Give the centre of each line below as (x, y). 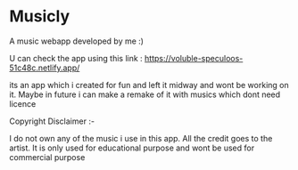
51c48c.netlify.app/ (45, 68)
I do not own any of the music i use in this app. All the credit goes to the (141, 138)
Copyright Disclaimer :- (52, 121)
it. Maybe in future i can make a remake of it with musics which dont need (145, 94)
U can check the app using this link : (76, 58)
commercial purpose (47, 157)
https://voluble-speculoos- (194, 58)
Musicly (39, 16)
